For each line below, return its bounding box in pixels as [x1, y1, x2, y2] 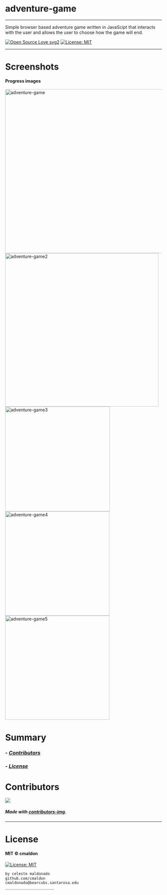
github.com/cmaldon [5, 876, 46, 881]
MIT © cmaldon [5, 851, 38, 857]
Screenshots [5, 61, 59, 73]
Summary [5, 732, 46, 743]
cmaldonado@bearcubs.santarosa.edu [5, 881, 79, 886]
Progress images [5, 78, 41, 84]
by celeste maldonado [5, 871, 50, 876]
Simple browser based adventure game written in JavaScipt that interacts [5, 24, 156, 30]
